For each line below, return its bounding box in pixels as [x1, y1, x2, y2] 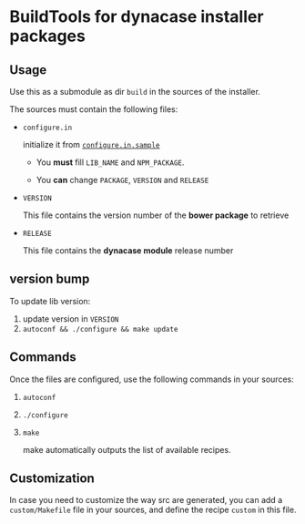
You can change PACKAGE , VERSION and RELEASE [36, 175, 209, 185]
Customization [9, 471, 96, 487]
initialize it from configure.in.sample [22, 139, 160, 149]
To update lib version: [9, 295, 91, 306]
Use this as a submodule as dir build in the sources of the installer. [9, 87, 261, 97]
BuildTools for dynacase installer [9, 6, 264, 27]
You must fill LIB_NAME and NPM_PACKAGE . [36, 157, 185, 168]
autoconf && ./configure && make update [22, 324, 178, 334]
